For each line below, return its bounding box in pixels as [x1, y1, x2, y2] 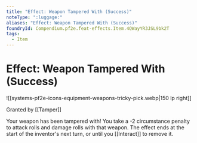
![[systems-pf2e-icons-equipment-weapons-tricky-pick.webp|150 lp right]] [6, 94, 192, 101]
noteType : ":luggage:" [6, 14, 63, 20]
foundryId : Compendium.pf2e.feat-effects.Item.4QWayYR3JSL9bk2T [6, 25, 170, 32]
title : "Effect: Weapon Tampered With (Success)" [6, 8, 133, 15]
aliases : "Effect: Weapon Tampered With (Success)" [6, 20, 137, 26]
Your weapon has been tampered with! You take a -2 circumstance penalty [6, 117, 190, 125]
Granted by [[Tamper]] [6, 105, 61, 113]
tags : [6, 31, 20, 37]
